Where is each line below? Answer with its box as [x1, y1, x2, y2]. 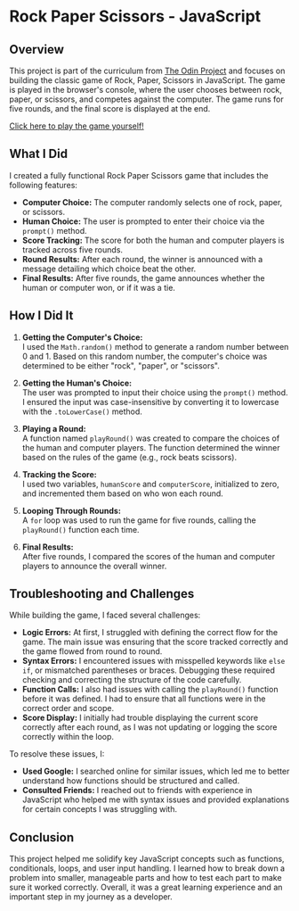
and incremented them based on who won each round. [21, 488, 224, 499]
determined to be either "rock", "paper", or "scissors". [21, 360, 221, 371]
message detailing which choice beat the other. [21, 263, 197, 274]
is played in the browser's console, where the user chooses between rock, [9, 85, 283, 95]
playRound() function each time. [21, 524, 140, 534]
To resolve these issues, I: [9, 749, 105, 759]
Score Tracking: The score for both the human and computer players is [21, 235, 285, 245]
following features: [9, 179, 78, 190]
